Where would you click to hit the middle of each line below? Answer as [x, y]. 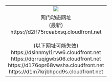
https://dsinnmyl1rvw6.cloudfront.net [56, 52]
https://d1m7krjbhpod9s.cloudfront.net [56, 71]
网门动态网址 [56, 17]
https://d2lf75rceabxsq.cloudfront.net [56, 32]
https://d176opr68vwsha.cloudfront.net [56, 65]
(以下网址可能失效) [56, 46]
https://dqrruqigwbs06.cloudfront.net [56, 58]
